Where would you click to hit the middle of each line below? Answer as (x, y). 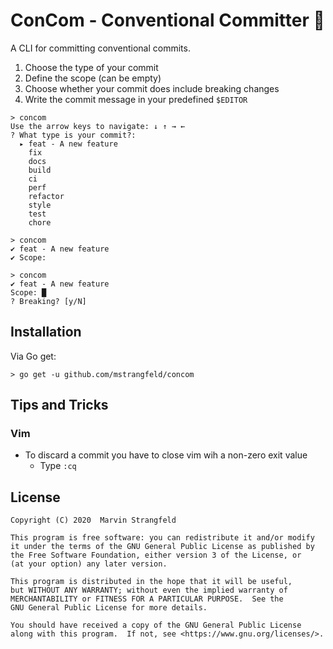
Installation (46, 332)
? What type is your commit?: (73, 135)
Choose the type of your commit (91, 67)
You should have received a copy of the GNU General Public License (156, 625)
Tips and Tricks (59, 405)
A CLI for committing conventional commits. (100, 48)
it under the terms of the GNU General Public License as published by (162, 547)
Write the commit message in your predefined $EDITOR (136, 99)
